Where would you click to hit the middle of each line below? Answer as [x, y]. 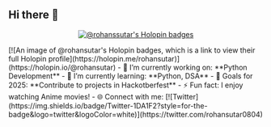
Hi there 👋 [34, 15]
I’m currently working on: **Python [188, 67]
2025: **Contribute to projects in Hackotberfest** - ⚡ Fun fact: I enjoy [126, 85]
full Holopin [28, 58]
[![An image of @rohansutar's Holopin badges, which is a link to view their [132, 50]
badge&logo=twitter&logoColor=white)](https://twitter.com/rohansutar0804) [135, 114]
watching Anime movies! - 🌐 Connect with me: [86, 96]
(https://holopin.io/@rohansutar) [62, 67]
